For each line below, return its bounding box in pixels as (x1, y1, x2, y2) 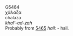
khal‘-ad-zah (5, 20, 32, 26)
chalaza (5, 15, 21, 20)
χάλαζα (5, 9, 21, 15)
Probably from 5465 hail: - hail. (5, 25, 69, 31)
